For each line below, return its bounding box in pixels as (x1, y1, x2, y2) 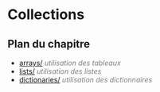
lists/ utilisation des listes (18, 67, 102, 76)
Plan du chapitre (7, 37, 91, 51)
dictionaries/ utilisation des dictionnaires (18, 75, 153, 84)
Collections (7, 6, 85, 24)
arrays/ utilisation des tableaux (18, 58, 121, 67)
